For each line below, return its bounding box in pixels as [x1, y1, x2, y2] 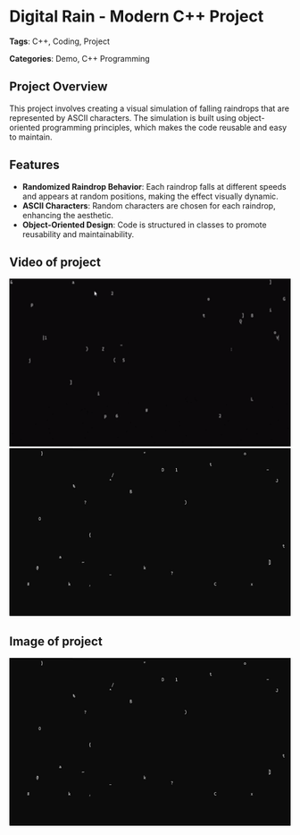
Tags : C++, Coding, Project [9, 36, 110, 47]
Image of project [9, 634, 103, 649]
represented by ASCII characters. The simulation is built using [9, 112, 237, 123]
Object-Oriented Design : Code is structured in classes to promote [21, 219, 267, 230]
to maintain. [9, 132, 53, 142]
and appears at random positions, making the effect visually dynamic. [21, 191, 279, 201]
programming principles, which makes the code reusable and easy [41, 122, 287, 132]
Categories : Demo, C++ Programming [9, 53, 150, 64]
